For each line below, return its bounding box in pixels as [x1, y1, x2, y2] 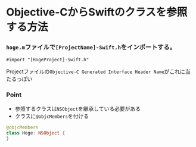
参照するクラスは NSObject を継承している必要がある [14, 105, 141, 112]
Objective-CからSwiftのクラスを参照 [6, 5, 188, 19]
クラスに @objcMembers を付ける [14, 112, 89, 120]
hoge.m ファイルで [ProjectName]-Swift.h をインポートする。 [6, 43, 176, 51]
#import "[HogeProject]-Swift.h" [6, 57, 89, 63]
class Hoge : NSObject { [6, 130, 66, 136]
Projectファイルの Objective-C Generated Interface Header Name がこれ [6, 68, 181, 75]
